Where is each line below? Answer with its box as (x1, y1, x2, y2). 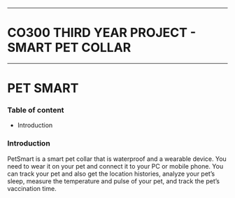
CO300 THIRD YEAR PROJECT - (7, 25, 197, 41)
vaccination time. (7, 184, 57, 192)
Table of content (7, 106, 64, 115)
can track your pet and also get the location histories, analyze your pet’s (7, 169, 215, 178)
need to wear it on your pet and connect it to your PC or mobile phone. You (7, 162, 224, 170)
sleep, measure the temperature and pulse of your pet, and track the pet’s (7, 176, 220, 185)
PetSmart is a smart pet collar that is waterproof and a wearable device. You (7, 155, 227, 163)
